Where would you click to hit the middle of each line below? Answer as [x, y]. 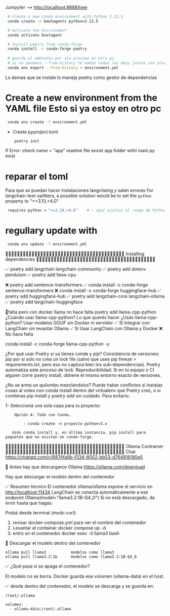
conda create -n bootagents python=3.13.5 [53, 21]
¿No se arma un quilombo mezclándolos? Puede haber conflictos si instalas [84, 385]
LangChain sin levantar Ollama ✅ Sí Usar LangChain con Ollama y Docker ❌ [84, 329]
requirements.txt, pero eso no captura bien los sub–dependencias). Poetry [83, 365]
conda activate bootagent [35, 35]
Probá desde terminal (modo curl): [41, 513]
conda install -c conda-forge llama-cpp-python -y [57, 344]
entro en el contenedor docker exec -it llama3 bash [66, 534]
